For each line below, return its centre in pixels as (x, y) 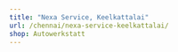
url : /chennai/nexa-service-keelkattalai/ (89, 26)
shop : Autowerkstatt (48, 33)
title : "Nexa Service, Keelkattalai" (79, 17)
